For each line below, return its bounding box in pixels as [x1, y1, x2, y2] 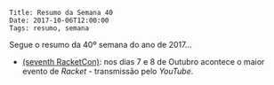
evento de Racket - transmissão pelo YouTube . [21, 66, 194, 76]
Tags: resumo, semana [9, 24, 90, 33]
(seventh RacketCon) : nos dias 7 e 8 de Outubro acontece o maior [21, 57, 265, 66]
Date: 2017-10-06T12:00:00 [9, 16, 109, 25]
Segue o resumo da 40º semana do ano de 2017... [9, 40, 192, 50]
